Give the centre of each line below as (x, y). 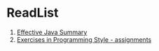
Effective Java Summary (52, 32)
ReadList (33, 13)
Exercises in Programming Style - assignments (84, 39)
